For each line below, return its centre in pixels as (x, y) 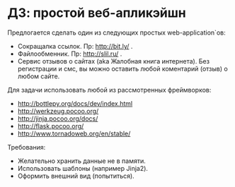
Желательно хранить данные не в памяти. (82, 161)
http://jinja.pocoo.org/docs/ (58, 119)
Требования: (27, 147)
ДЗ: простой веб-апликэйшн (97, 13)
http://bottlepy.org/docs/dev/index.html (75, 103)
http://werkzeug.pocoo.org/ (58, 111)
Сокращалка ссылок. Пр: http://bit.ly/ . (75, 46)
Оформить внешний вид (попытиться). (76, 176)
